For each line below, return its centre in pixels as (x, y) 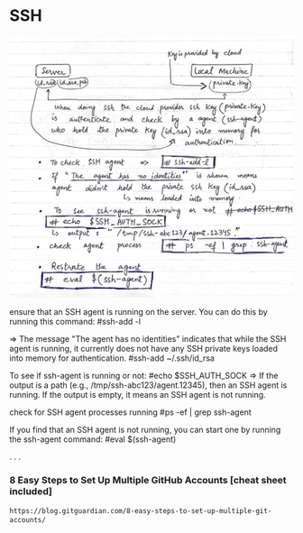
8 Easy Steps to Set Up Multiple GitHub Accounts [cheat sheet (148, 480)
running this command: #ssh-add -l (75, 321)
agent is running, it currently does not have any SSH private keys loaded (143, 348)
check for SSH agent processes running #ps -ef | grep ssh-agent (131, 412)
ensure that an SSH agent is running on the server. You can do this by (138, 311)
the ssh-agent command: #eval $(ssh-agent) (93, 439)
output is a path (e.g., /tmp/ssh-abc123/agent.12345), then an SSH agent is (148, 385)
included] (31, 491)
